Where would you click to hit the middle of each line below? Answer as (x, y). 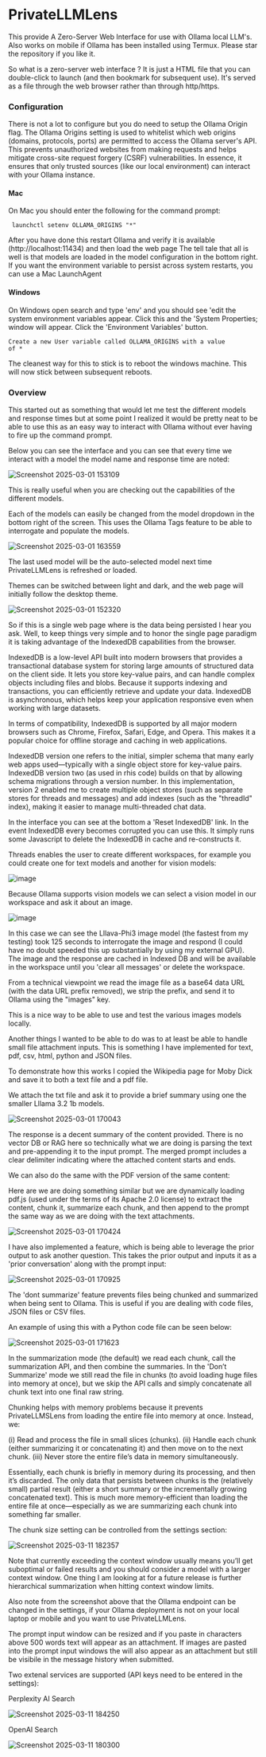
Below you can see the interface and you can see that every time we (120, 450)
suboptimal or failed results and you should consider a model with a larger (129, 1569)
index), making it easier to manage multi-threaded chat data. (107, 806)
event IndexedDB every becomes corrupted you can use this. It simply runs (131, 830)
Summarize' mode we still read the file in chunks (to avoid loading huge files (133, 1375)
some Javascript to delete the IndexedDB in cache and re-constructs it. (125, 839)
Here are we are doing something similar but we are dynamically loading (126, 1190)
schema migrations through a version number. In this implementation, (121, 781)
